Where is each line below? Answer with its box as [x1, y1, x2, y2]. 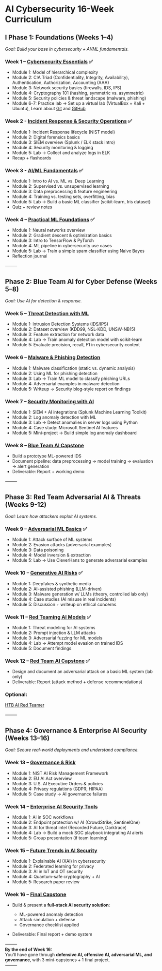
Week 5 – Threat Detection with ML [5, 310, 89, 317]
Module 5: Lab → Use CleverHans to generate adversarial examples [12, 557, 148, 563]
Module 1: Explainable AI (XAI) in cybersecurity [12, 858, 106, 864]
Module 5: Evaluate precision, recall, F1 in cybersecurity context [12, 342, 140, 348]
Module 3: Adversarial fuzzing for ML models [12, 635, 103, 641]
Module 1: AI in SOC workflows [12, 814, 74, 820]
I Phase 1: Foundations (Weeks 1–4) [5, 33, 113, 41]
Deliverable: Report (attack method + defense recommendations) [12, 679, 143, 685]
